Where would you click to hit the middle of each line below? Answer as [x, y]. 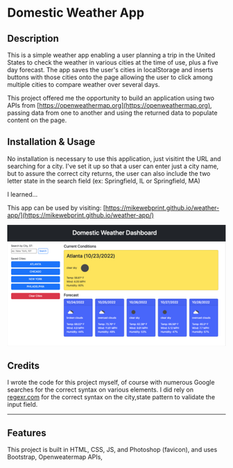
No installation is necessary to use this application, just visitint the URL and [114, 158]
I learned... [23, 194]
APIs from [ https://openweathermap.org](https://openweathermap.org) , [110, 105]
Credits [24, 366]
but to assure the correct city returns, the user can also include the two [109, 173]
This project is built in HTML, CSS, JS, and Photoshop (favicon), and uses [112, 450]
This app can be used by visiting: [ [57, 208]
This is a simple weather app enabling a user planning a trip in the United [111, 55]
